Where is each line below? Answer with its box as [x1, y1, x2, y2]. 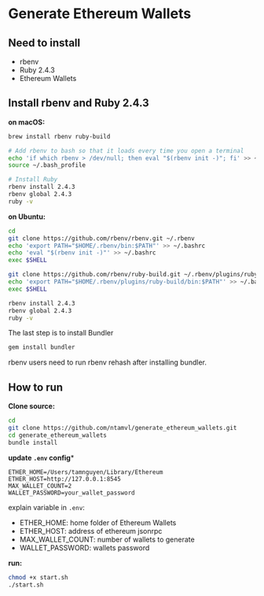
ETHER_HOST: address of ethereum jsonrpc [19, 526, 163, 535]
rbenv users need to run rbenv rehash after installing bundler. [8, 357, 207, 367]
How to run [8, 380, 64, 394]
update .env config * [8, 453, 75, 462]
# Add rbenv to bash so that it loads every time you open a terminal [8, 146, 244, 154]
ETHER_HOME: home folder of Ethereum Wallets [19, 517, 177, 528]
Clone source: [8, 402, 55, 411]
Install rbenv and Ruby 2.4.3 [8, 96, 149, 110]
